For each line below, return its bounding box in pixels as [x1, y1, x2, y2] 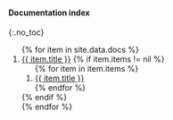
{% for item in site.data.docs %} [21, 45, 140, 56]
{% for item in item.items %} [34, 64, 139, 74]
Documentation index [8, 7, 90, 18]
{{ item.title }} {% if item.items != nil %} [21, 54, 165, 64]
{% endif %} [21, 92, 68, 103]
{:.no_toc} [8, 27, 45, 38]
